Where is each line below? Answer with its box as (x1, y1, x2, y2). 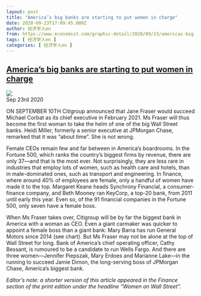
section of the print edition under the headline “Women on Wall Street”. (6, 283, 181, 290)
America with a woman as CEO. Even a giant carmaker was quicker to (6, 220, 178, 227)
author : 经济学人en (6, 25, 51, 32)
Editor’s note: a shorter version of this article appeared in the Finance (6, 276, 178, 283)
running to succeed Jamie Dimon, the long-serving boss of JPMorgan (6, 258, 178, 265)
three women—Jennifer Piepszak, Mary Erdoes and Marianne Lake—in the (6, 252, 190, 259)
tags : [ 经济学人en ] (6, 37, 57, 43)
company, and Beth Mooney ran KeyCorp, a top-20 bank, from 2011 (26, 189, 193, 196)
